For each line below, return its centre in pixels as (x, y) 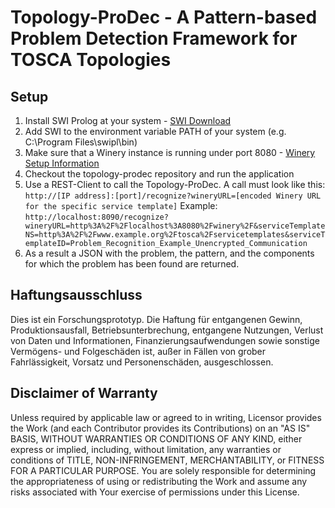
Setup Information (62, 163)
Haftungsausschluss (76, 295)
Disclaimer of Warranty (84, 393)
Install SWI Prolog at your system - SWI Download (128, 120)
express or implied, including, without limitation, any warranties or (146, 449)
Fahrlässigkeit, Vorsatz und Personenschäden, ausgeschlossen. (142, 362)
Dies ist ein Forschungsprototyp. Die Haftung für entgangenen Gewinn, (156, 319)
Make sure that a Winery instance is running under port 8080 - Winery (170, 152)
